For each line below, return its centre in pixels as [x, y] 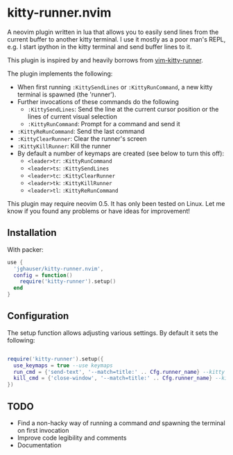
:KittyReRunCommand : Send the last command [81, 131]
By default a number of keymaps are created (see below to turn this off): [120, 153]
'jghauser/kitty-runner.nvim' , [59, 268]
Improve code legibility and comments [72, 438]
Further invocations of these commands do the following [98, 101]
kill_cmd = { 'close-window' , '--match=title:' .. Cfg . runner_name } [113, 378]
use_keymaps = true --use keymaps [63, 366]
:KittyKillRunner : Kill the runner [64, 146]
